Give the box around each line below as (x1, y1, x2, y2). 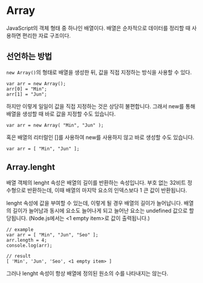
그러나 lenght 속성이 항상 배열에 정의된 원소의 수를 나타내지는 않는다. (6, 270, 169, 277)
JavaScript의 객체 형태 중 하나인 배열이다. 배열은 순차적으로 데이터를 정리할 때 (6, 24, 191, 31)
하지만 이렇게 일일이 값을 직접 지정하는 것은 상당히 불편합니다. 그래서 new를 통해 (6, 102, 196, 109)
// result (6, 253, 31, 259)
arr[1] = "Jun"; (6, 91, 47, 97)
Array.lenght (6, 162, 56, 172)
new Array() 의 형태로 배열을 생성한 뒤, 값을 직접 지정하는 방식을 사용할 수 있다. (6, 68, 192, 76)
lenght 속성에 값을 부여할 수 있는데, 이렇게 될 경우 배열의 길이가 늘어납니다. (6, 199, 183, 206)
